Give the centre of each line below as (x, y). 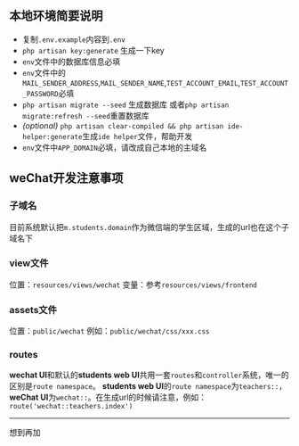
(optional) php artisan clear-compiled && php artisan (123, 125)
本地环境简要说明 (56, 16)
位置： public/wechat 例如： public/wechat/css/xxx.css (109, 331)
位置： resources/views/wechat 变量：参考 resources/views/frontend (133, 285)
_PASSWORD (40, 94)
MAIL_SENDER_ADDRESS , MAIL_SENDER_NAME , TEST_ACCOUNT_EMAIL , (131, 82)
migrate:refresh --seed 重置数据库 (85, 115)
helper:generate (52, 136)
